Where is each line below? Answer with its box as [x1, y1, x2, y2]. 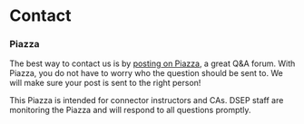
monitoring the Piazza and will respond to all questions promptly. [9, 105, 251, 116]
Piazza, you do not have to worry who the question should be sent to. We [9, 68, 283, 79]
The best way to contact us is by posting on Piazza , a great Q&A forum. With [9, 58, 296, 69]
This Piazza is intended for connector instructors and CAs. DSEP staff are [9, 95, 284, 106]
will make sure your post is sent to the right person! [9, 78, 201, 89]
